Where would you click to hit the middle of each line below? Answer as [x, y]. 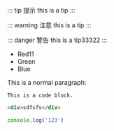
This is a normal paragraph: [47, 82]
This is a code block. [40, 95]
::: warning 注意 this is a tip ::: [49, 25]
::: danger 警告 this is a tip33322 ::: [57, 40]
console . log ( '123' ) [36, 120]
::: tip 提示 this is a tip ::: [41, 10]
